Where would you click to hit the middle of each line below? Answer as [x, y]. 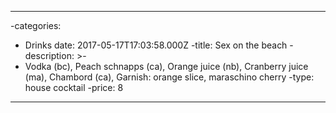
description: [49, 55]
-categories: [36, 25]
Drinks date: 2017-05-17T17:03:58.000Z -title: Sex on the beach [156, 45]
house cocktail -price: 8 [74, 87]
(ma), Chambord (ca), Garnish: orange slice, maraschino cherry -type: [169, 77]
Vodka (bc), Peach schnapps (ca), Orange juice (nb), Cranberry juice [166, 66]
